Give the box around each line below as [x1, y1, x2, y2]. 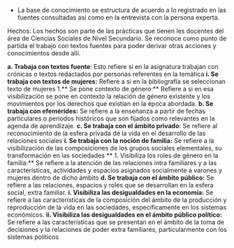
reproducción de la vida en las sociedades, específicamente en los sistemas [7, 203, 227, 211]
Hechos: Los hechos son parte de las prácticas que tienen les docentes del [7, 27, 224, 35]
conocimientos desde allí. [7, 49, 81, 57]
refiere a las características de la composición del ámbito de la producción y [7, 196, 227, 204]
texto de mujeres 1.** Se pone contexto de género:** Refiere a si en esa [7, 85, 214, 93]
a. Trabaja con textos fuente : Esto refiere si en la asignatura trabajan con [7, 63, 219, 70]
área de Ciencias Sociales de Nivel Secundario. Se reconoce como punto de [7, 34, 227, 42]
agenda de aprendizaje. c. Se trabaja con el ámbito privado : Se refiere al [7, 122, 218, 130]
